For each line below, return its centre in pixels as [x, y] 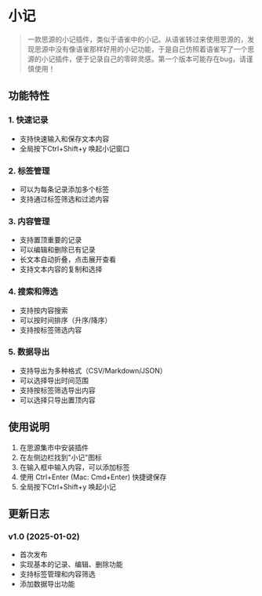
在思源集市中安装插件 [54, 447]
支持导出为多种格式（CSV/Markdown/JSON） [93, 370]
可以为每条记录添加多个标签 [64, 189]
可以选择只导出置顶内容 [57, 400]
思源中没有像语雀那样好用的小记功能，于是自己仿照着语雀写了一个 [141, 49]
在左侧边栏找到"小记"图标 [60, 457]
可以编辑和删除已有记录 [57, 250]
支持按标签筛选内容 [51, 329]
